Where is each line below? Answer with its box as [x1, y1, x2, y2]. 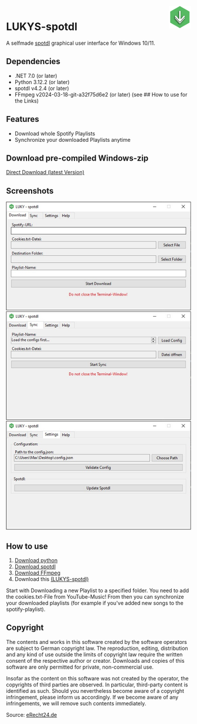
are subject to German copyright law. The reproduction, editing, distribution [6, 645, 189, 652]
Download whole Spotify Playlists [14, 129, 96, 137]
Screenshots [6, 185, 54, 196]
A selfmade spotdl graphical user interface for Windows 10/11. [6, 39, 155, 47]
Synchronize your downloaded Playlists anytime [14, 136, 131, 143]
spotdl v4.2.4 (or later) [14, 85, 69, 92]
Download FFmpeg [14, 569, 60, 576]
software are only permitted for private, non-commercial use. [6, 663, 154, 670]
